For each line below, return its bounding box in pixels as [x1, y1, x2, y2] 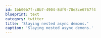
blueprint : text [5, 12, 39, 17]
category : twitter [5, 16, 44, 21]
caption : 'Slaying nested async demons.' [5, 26, 94, 31]
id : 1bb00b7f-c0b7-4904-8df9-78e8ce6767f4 [5, 7, 96, 12]
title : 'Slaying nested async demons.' [5, 21, 89, 26]
